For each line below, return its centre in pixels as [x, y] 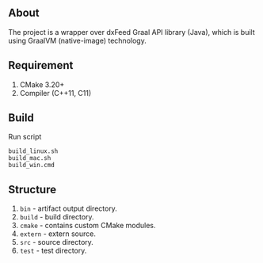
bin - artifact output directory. [68, 208]
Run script [25, 137]
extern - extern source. [58, 234]
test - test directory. [53, 251]
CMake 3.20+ [42, 84]
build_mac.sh [30, 158]
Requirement [41, 65]
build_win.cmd [32, 166]
